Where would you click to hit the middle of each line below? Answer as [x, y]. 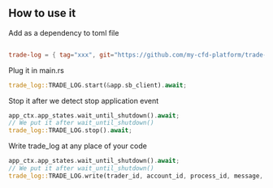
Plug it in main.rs [37, 70]
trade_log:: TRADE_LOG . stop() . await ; [70, 130]
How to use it [42, 13]
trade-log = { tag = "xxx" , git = [61, 55]
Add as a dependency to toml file [64, 32]
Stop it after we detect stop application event [84, 100]
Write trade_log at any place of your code [78, 146]
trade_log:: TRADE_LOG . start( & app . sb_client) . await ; [97, 85]
